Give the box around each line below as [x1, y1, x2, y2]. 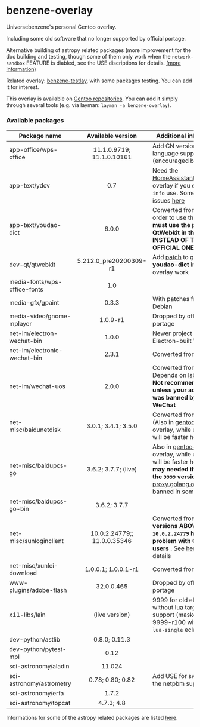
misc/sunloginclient [9, 537, 64, 545]
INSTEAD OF [152, 236, 189, 244]
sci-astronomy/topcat [9, 699, 71, 707]
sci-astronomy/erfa [9, 689, 64, 698]
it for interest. [6, 83, 39, 90]
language [152, 149, 179, 158]
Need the [152, 167, 179, 175]
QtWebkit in [152, 228, 187, 237]
